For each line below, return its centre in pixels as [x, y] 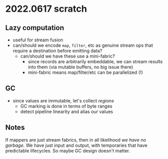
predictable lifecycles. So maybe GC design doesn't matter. [68, 150]
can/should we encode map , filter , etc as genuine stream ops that [83, 45]
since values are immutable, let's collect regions [63, 100]
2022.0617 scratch [46, 9]
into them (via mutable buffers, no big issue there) [81, 67]
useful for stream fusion [38, 40]
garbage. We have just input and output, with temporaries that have [77, 145]
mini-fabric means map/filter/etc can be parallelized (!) [85, 72]
